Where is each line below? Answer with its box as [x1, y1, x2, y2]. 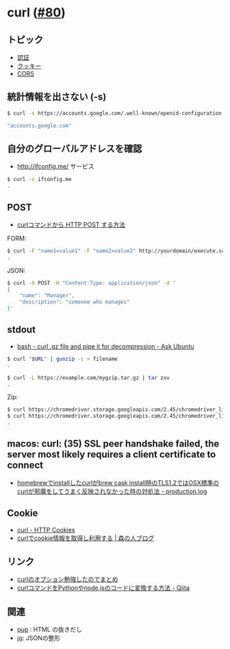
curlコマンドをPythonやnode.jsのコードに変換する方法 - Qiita [16, 584, 190, 592]
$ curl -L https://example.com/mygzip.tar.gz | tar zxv [7, 374, 170, 381]
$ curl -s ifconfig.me [7, 176, 72, 183]
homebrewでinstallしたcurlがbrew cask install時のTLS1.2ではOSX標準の [16, 478, 219, 486]
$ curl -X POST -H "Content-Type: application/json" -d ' [7, 279, 176, 286]
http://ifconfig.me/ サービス [16, 163, 94, 171]
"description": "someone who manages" [19, 298, 130, 306]
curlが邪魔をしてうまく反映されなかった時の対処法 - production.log [16, 487, 207, 495]
